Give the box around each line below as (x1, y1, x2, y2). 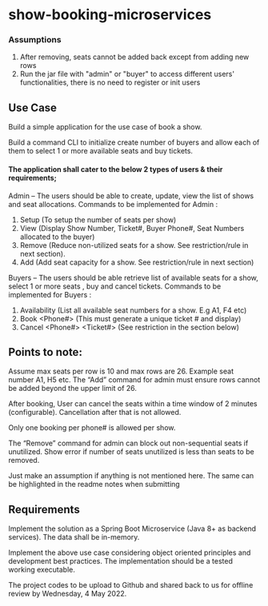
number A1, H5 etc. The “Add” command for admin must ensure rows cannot (8, 375, 261, 385)
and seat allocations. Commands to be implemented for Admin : (8, 199, 218, 209)
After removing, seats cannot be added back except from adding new (19, 52, 250, 62)
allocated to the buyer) (19, 232, 95, 241)
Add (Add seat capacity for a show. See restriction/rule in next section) (19, 257, 254, 267)
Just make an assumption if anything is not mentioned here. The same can (8, 471, 254, 480)
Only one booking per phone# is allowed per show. (8, 423, 176, 433)
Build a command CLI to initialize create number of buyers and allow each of (8, 138, 260, 147)
